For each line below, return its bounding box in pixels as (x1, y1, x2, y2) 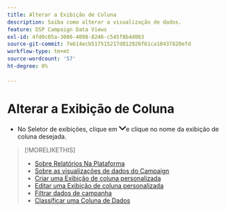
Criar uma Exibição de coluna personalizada (34, 174, 161, 182)
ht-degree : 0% (7, 63, 49, 70)
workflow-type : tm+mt (7, 48, 70, 55)
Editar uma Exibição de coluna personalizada (34, 181, 164, 189)
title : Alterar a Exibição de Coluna (7, 11, 117, 18)
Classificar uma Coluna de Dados (34, 196, 131, 205)
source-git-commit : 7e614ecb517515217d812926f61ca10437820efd (7, 40, 191, 48)
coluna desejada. (17, 132, 67, 141)
